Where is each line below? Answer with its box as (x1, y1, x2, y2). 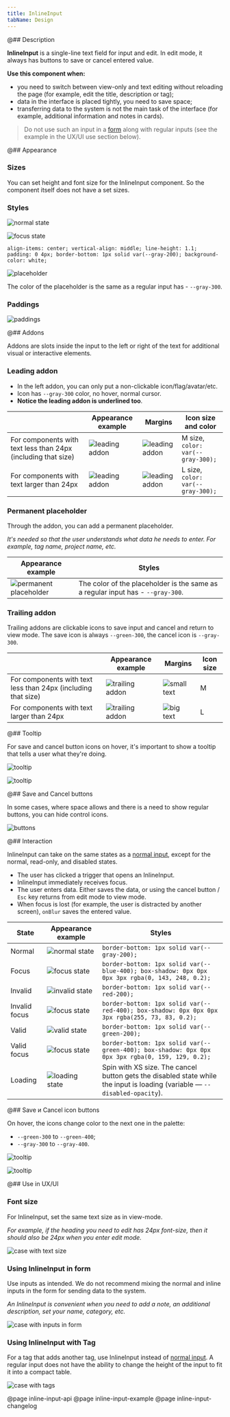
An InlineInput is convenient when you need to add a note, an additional (7, 1299, 210, 1308)
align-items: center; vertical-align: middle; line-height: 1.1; (7, 245, 197, 252)
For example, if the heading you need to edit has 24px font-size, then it (7, 1226, 208, 1234)
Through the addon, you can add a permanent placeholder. (7, 522, 174, 530)
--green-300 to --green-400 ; (16, 1133, 96, 1141)
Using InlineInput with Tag (7, 1337, 96, 1347)
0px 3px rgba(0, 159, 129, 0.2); (102, 1053, 211, 1061)
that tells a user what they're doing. (7, 750, 107, 758)
